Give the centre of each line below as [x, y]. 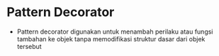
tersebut [29, 46]
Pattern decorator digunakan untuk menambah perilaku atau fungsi [115, 31]
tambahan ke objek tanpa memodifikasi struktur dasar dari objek [111, 38]
